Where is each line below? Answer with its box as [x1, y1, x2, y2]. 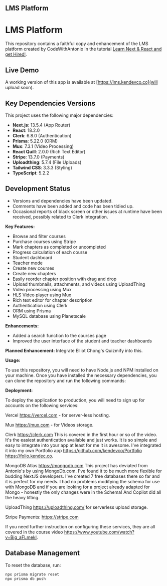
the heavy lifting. [5, 494, 40, 500]
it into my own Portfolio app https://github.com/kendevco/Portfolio [5, 447, 142, 453]
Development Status [5, 184, 71, 193]
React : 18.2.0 [12, 127, 40, 133]
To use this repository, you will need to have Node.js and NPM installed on [5, 367, 159, 373]
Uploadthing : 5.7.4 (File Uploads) [12, 159, 82, 165]
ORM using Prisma [12, 308, 51, 314]
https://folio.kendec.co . [5, 453, 54, 459]
